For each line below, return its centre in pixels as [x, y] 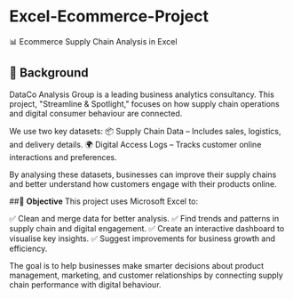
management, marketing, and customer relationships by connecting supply [146, 275]
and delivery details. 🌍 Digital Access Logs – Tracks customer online [135, 144]
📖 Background [49, 73]
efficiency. [28, 248]
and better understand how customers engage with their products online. [143, 183]
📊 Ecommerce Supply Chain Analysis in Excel [93, 41]
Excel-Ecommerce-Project [109, 16]
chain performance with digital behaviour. [85, 284]
